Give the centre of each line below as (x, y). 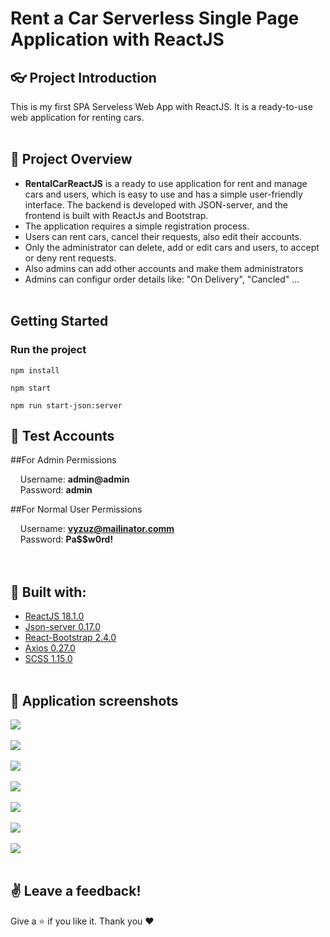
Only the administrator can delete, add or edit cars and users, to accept (172, 247)
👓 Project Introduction (83, 77)
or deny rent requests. (70, 258)
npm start (31, 388)
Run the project (48, 350)
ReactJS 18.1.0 (54, 616)
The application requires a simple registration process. (137, 226)
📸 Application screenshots (94, 700)
